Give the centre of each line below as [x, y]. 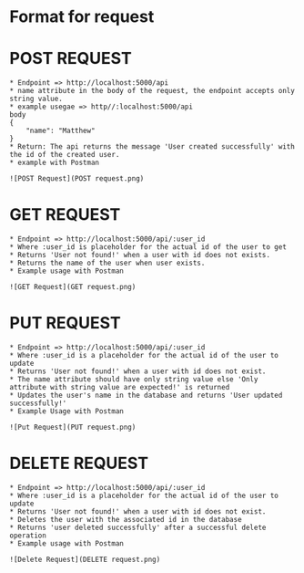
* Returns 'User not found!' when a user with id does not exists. [140, 255]
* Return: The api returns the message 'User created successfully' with [152, 147]
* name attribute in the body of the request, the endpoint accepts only [152, 91]
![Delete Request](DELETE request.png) [85, 559]
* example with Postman [55, 163]
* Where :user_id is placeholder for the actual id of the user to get [148, 247]
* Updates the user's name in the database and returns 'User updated [146, 395]
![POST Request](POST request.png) [77, 179]
